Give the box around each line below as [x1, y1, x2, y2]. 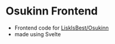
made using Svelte [14, 30, 61, 37]
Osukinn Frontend [5, 4, 98, 18]
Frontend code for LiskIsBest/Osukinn [14, 24, 110, 31]
